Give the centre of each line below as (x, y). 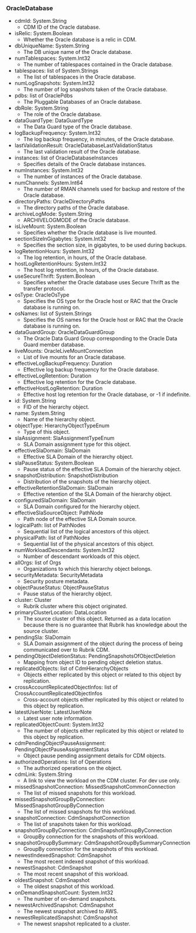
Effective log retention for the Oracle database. (80, 382)
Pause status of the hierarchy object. (68, 594)
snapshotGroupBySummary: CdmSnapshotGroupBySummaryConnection (102, 843)
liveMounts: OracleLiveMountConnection (64, 351)
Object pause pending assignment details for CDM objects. (94, 756)
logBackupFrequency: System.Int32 (58, 133)
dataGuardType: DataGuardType (54, 121)
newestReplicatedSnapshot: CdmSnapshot (66, 918)
